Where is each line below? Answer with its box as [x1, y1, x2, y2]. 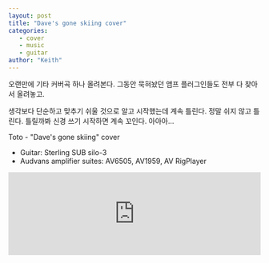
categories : [8, 26, 48, 34]
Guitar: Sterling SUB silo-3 [19, 147, 107, 157]
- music [18, 42, 45, 50]
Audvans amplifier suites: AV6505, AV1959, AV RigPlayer [19, 156, 207, 165]
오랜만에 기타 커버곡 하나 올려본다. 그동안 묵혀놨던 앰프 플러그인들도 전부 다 [8, 79, 243, 89]
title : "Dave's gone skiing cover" [8, 19, 127, 27]
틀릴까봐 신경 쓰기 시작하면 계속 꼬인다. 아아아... [25, 116, 175, 126]
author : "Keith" [8, 57, 62, 65]
